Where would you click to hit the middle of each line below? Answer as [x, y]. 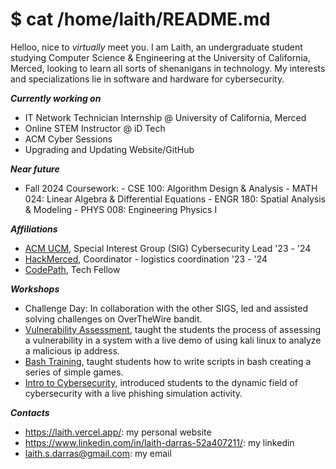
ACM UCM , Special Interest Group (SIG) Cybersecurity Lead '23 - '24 [168, 248]
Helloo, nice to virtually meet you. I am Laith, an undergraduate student [156, 47]
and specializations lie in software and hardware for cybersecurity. [147, 79]
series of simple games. [74, 372]
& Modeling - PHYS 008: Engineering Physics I [121, 209]
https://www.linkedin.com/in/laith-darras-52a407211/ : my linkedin [159, 442]
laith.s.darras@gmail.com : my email [98, 453]
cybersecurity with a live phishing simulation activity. [133, 393]
